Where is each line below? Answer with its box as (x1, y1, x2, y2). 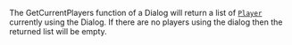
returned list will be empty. (9, 26, 107, 36)
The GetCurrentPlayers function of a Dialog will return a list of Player (9, 8, 263, 18)
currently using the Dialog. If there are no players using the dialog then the (9, 17, 283, 27)
